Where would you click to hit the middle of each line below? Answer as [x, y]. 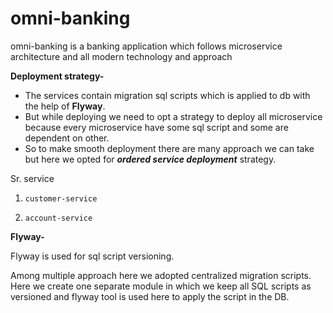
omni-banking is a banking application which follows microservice [146, 46]
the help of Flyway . [65, 106]
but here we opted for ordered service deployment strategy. [150, 159]
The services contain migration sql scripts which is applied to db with [167, 95]
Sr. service [32, 178]
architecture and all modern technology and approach [121, 56]
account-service [58, 218]
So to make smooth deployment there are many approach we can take [169, 148]
